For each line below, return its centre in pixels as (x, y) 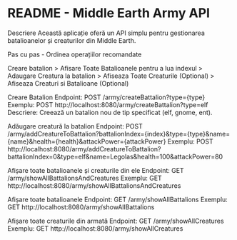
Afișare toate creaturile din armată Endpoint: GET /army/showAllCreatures (116, 221)
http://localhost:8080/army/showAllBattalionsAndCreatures (94, 185)
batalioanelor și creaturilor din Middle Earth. (72, 40)
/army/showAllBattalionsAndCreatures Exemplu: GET (85, 178)
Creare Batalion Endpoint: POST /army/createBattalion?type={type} (106, 97)
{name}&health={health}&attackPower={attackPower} (87, 141)
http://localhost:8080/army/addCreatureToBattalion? (84, 149)
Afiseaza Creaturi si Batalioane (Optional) (68, 83)
